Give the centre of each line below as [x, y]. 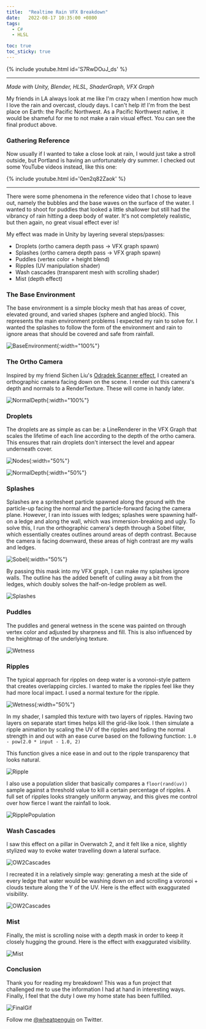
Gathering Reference [38, 140]
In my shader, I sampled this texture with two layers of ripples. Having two [100, 716]
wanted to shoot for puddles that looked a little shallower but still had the [98, 210]
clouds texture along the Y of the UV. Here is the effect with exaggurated [98, 887]
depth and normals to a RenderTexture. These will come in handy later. [96, 388]
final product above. [32, 124]
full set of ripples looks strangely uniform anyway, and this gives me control [102, 796]
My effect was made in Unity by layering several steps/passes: [86, 234]
